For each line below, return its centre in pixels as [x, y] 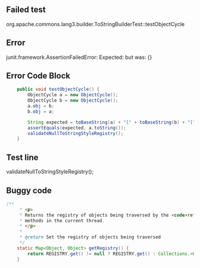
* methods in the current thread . [62, 220]
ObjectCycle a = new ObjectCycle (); [73, 95]
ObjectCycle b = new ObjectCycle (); [73, 100]
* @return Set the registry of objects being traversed [90, 237]
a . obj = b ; [41, 106]
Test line [22, 157]
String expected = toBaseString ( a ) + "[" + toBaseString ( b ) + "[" [112, 122]
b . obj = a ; [41, 111]
